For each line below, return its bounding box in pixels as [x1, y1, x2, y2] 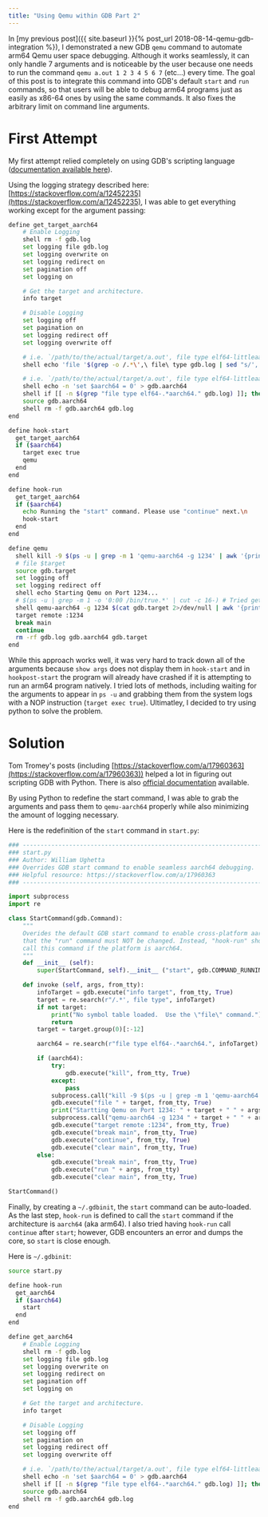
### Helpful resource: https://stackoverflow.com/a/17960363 [8, 871, 216, 879]
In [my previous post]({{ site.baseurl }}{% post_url [8, 34, 173, 43]
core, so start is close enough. [8, 1236, 112, 1245]
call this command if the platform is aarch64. [22, 944, 183, 952]
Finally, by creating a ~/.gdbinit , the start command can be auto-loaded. [8, 1201, 251, 1211]
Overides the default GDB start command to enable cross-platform [22, 929, 248, 937]
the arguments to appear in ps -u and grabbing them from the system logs [8, 689, 253, 699]
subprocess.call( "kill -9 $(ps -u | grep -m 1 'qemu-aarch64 [50, 1091, 259, 1099]
